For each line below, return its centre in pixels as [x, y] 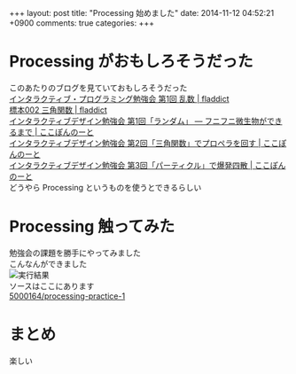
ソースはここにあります [52, 285]
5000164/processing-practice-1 [67, 296]
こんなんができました [48, 263]
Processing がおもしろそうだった [131, 62]
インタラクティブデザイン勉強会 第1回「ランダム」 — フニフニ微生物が [138, 121]
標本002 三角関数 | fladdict [58, 110]
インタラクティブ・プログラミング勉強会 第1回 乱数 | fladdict [119, 98]
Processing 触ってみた [92, 226]
